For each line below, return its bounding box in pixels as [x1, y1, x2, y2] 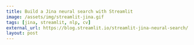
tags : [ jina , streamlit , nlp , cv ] [6, 19, 91, 25]
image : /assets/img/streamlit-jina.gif [6, 14, 104, 20]
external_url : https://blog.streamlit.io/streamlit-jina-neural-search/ [6, 25, 189, 31]
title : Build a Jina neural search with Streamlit [6, 8, 133, 15]
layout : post [6, 30, 38, 36]
